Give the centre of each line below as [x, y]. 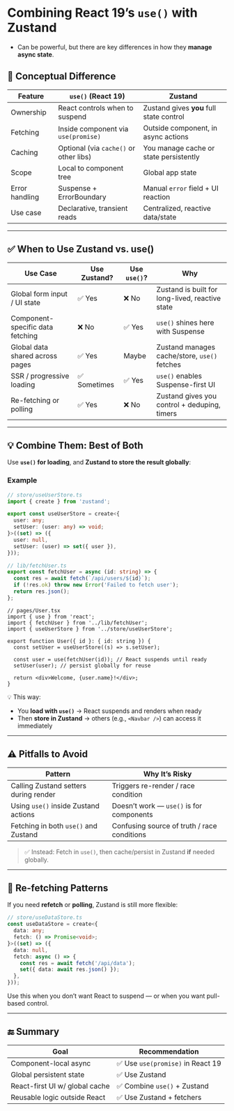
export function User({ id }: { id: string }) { [79, 641]
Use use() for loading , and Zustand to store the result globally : [99, 462]
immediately [35, 726]
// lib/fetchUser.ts [37, 566]
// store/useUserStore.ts [45, 495]
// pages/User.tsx [34, 610]
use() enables [179, 376]
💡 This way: [24, 697]
